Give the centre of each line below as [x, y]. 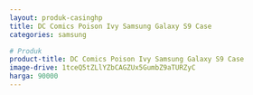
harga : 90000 [34, 76]
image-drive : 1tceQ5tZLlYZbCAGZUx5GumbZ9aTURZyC [103, 68]
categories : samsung [48, 34]
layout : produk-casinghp [56, 18]
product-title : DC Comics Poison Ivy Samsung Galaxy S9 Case [127, 60]
